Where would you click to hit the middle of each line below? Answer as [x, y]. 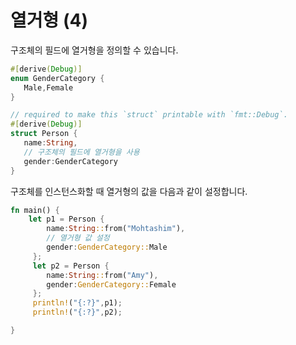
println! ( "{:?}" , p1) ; [77, 303]
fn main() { [35, 210]
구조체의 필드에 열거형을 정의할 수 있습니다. [94, 50]
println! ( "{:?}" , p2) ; [77, 312]
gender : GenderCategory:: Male [107, 247]
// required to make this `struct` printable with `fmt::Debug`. [149, 115]
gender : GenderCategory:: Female [111, 284]
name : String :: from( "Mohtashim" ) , [116, 229]
